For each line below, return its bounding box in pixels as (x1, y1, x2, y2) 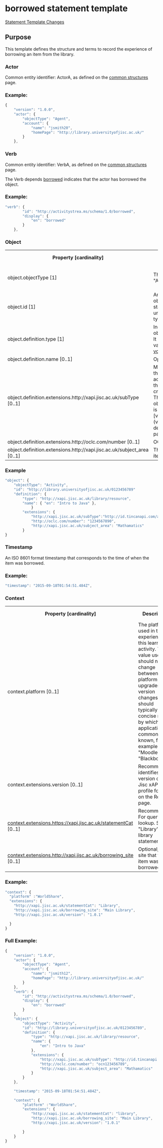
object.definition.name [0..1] (7, 356, 73, 363)
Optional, (138, 846, 159, 853)
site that (138, 852, 157, 859)
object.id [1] (7, 304, 36, 310)
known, (138, 737, 155, 744)
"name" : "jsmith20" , (31, 125, 73, 130)
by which (138, 719, 159, 726)
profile (138, 787, 153, 794)
